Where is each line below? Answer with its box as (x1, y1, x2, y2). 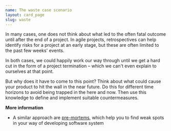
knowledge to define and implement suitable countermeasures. (5, 95, 139, 101)
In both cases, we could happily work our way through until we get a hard (5, 58, 160, 64)
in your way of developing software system (12, 120, 104, 126)
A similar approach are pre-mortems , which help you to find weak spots (12, 115, 164, 121)
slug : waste (5, 17, 31, 22)
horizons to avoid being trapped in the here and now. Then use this (5, 89, 147, 96)
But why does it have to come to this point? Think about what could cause (5, 78, 161, 85)
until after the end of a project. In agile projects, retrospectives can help (5, 36, 157, 43)
